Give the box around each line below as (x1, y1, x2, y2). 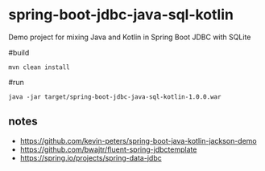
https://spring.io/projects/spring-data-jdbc (19, 153, 163, 162)
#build (8, 47, 30, 57)
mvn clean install (8, 63, 70, 71)
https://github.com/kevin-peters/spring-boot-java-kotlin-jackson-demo (19, 136, 257, 145)
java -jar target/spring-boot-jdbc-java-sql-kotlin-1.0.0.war (8, 92, 222, 101)
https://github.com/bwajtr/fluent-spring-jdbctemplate (19, 145, 197, 154)
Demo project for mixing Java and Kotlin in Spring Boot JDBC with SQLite (8, 32, 251, 42)
